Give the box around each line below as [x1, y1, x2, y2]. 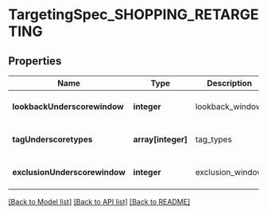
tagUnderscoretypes [12, 134, 93, 145]
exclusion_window [195, 167, 264, 177]
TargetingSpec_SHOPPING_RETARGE [8, 6, 259, 24]
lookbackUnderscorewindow [12, 101, 125, 112]
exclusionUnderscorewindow [12, 167, 126, 177]
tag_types [195, 134, 233, 145]
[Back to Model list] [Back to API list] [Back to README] [8, 197, 191, 206]
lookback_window [195, 101, 263, 112]
